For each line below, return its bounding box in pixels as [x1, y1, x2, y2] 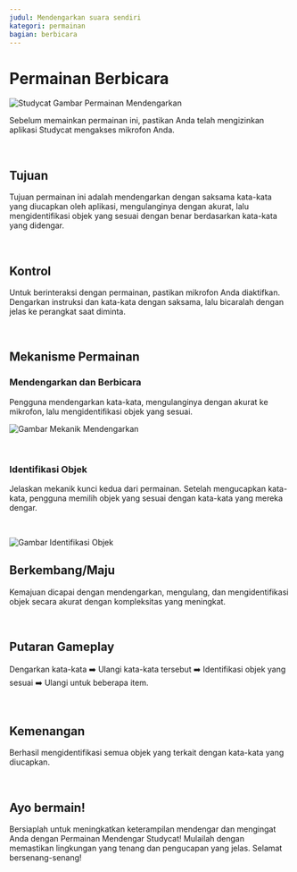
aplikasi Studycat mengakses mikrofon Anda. [9, 124, 176, 135]
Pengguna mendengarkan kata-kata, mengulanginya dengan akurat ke [9, 396, 269, 407]
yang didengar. [9, 220, 65, 231]
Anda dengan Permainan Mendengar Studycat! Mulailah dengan [9, 834, 245, 844]
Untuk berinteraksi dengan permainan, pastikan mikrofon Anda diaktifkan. [9, 287, 281, 298]
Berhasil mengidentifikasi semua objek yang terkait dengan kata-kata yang [9, 748, 285, 758]
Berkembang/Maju [9, 563, 116, 578]
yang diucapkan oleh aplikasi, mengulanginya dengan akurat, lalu [9, 201, 250, 212]
